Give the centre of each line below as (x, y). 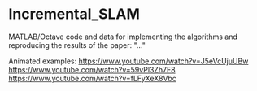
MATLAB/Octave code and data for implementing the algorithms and (123, 37)
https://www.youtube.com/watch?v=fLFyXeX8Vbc (93, 78)
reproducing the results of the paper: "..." (77, 45)
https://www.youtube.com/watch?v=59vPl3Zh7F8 (92, 69)
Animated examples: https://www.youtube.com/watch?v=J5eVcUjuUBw (128, 61)
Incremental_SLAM (74, 14)
